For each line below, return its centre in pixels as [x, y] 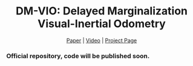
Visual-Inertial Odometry [102, 24]
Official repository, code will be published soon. [78, 56]
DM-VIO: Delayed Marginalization [102, 11]
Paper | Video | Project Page [102, 40]
